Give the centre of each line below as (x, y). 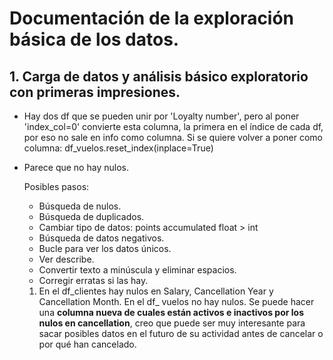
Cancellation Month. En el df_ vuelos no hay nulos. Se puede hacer (176, 301)
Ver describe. (66, 259)
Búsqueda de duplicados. (91, 216)
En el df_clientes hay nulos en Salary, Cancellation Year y (156, 291)
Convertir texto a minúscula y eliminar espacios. (137, 270)
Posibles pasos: (56, 186)
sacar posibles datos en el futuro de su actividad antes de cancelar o (181, 333)
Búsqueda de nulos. (80, 206)
